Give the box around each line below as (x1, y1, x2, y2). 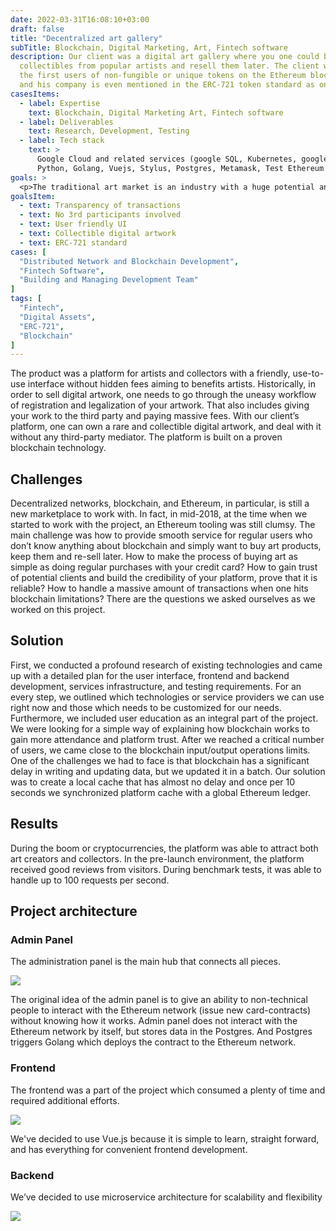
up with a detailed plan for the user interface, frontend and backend (10, 669, 290, 681)
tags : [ (10, 294, 43, 304)
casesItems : (10, 89, 60, 99)
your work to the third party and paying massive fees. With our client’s (10, 410, 300, 422)
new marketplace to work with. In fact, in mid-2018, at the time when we (10, 508, 308, 520)
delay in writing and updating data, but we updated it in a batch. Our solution (10, 765, 326, 777)
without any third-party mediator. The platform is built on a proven (10, 431, 283, 443)
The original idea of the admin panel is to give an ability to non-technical (10, 994, 308, 1006)
